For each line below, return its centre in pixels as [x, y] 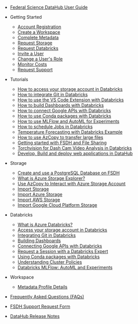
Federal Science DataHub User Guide [49, 7]
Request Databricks [38, 48]
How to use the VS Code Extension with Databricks [71, 100]
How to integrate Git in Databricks [53, 94]
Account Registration [39, 27]
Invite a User [31, 53]
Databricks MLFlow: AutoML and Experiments [65, 267]
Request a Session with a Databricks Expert [63, 251]
